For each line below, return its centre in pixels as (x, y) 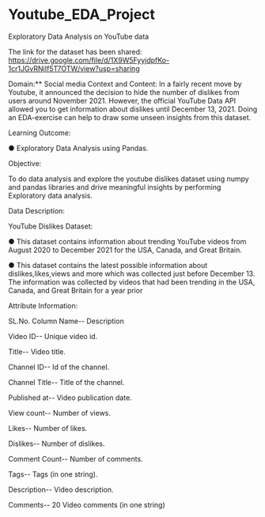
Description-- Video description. (61, 489)
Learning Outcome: (40, 133)
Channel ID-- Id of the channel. (59, 367)
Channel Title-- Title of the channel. (66, 382)
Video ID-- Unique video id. (53, 336)
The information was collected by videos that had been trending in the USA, (132, 281)
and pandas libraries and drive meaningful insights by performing (115, 187)
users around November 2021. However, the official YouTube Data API (122, 100)
